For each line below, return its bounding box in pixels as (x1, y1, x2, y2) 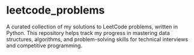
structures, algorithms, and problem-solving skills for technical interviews (6, 35, 188, 43)
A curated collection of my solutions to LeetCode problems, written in (6, 23, 178, 30)
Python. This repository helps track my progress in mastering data (6, 29, 170, 36)
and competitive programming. (6, 42, 83, 49)
